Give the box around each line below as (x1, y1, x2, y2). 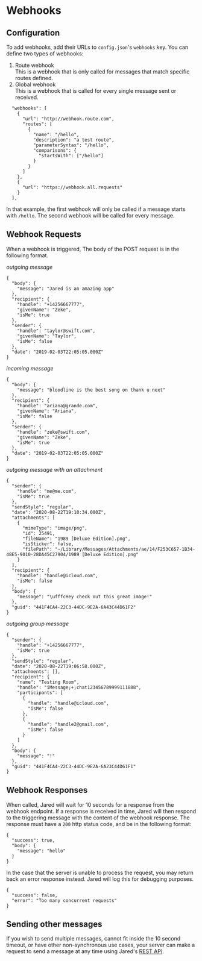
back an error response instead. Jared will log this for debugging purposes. (6, 875, 194, 883)
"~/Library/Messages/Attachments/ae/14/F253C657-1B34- (54, 546, 196, 552)
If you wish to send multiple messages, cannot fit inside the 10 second (6, 935, 181, 942)
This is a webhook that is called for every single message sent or (14, 87, 177, 94)
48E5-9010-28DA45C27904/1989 (6, 551, 80, 557)
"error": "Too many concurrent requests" (11, 897, 118, 904)
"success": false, (11, 892, 58, 898)
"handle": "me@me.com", (17, 488, 77, 494)
